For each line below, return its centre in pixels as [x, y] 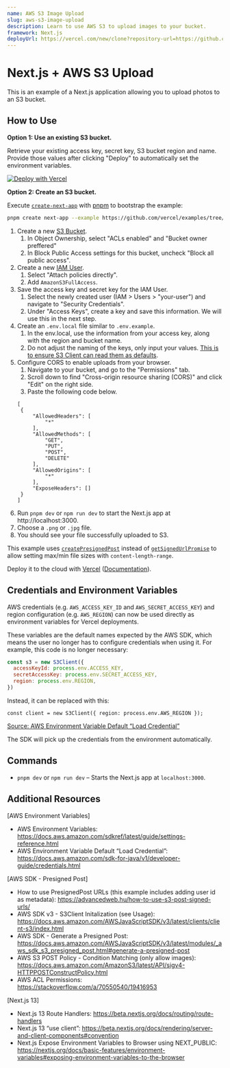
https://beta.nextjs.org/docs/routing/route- [154, 1013]
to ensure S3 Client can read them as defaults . [93, 355]
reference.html [38, 843]
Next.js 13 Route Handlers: [54, 1013]
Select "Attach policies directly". [73, 275]
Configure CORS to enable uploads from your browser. [94, 362]
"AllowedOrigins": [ [62, 470]
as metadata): [37, 899]
